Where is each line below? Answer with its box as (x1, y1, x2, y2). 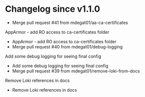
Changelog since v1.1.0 (5, 3, 100, 15)
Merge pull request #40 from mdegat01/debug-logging (12, 44, 123, 49)
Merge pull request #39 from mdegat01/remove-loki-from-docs (12, 68, 140, 74)
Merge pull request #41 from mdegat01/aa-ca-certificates (12, 20, 128, 25)
